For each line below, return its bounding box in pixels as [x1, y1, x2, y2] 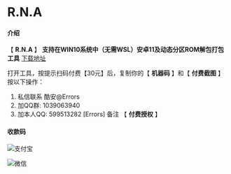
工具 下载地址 [7, 54, 46, 63]
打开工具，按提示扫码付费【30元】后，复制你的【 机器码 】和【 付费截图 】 [7, 69, 225, 78]
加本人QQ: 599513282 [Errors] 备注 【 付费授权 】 [17, 110, 162, 119]
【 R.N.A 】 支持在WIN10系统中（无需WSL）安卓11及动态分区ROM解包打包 [7, 45, 224, 54]
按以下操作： [7, 78, 44, 86]
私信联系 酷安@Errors [17, 92, 80, 101]
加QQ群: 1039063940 [17, 101, 80, 110]
